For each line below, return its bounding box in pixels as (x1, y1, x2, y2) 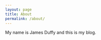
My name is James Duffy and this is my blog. (5, 30, 97, 36)
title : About (5, 12, 32, 17)
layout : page (5, 7, 32, 12)
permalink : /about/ (5, 16, 45, 21)
